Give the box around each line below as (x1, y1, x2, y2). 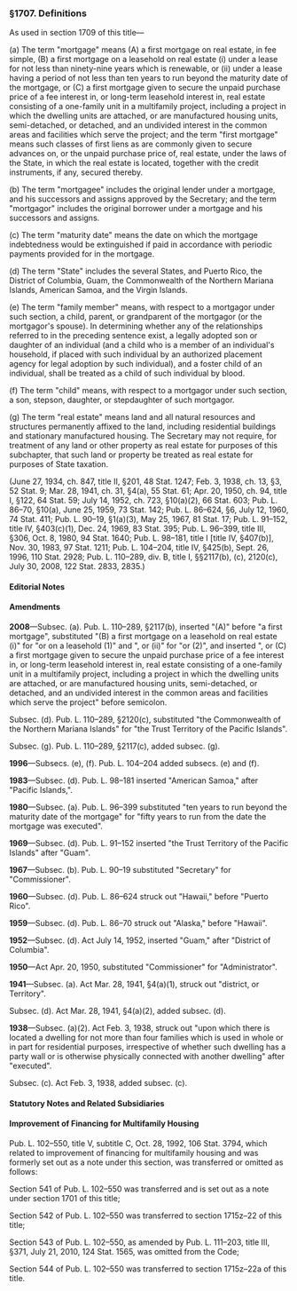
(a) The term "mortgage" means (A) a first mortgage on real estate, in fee (9, 44, 277, 55)
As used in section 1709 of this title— (9, 28, 145, 38)
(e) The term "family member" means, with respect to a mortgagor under (9, 302, 276, 313)
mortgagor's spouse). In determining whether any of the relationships (9, 321, 263, 331)
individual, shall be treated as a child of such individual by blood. (9, 368, 246, 379)
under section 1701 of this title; (9, 1192, 121, 1203)
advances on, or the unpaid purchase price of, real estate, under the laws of (9, 148, 287, 159)
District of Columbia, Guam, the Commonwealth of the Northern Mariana (9, 275, 274, 286)
